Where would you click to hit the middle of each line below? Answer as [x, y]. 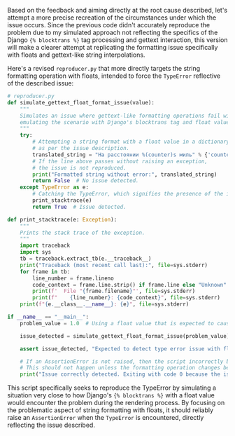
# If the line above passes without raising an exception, [120, 161]
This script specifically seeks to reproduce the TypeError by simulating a [112, 388]
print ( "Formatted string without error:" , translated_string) [125, 175]
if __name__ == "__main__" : [48, 317]
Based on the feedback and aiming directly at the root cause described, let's [117, 10]
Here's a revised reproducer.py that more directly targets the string [104, 68]
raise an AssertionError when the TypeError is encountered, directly [106, 418]
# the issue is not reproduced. [80, 168]
